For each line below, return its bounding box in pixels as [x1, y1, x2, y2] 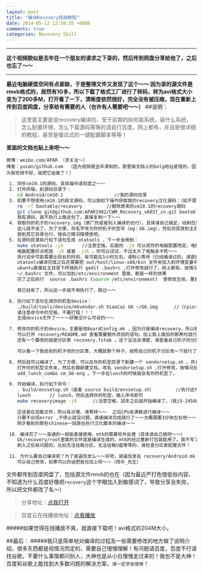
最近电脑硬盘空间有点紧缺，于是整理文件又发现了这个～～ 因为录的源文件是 [6, 80, 193, 88]
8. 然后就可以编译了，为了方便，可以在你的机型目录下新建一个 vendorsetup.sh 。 [8, 359, 192, 365]
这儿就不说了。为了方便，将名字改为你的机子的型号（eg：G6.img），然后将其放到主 [17, 226, 195, 232]
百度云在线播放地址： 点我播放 [21, 511, 95, 519]
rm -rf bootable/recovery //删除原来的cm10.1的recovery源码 [17, 203, 186, 209]
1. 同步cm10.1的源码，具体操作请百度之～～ [8, 181, 106, 187]
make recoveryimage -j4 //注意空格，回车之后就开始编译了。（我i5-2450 [17, 398, 196, 404]
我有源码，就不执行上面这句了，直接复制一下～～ [17, 214, 121, 221]
